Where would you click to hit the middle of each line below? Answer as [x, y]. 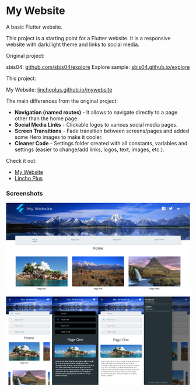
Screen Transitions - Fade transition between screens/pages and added [102, 131]
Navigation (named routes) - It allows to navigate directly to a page [96, 112]
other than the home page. [46, 118]
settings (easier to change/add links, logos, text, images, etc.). [89, 149]
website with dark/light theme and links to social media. [73, 44]
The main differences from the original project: [62, 101]
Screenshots [24, 193]
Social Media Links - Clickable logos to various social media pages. [96, 124]
